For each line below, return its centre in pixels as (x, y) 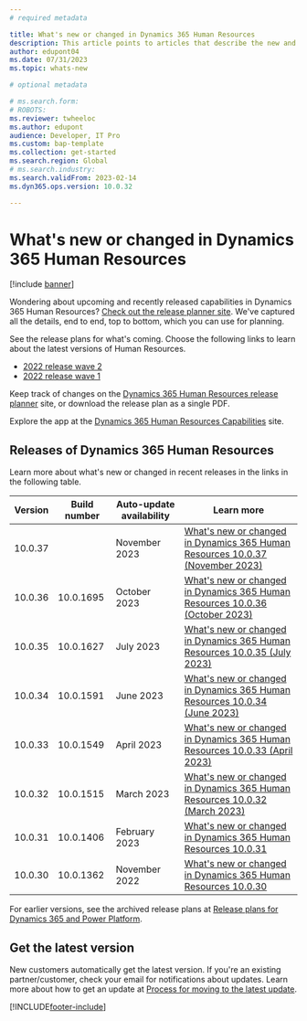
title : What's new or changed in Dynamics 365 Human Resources (132, 34)
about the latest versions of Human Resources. (98, 349)
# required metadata (49, 18)
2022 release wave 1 (61, 377)
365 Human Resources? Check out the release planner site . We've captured (152, 312)
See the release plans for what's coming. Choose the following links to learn (153, 339)
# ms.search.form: (44, 101)
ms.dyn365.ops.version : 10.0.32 (71, 186)
